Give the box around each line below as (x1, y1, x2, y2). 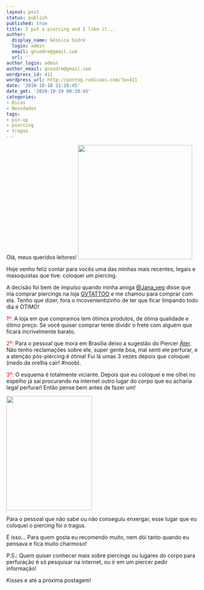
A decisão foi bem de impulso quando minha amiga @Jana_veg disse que (6, 284, 191, 291)
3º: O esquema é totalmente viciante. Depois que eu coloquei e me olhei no (6, 371, 196, 378)
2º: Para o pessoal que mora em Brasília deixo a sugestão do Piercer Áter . (6, 339, 192, 347)
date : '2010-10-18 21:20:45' (6, 83, 80, 89)
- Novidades (6, 105, 37, 112)
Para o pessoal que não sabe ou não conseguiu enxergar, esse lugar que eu (6, 516, 197, 522)
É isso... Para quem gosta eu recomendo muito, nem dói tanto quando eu (6, 534, 189, 541)
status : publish (6, 15, 47, 21)
